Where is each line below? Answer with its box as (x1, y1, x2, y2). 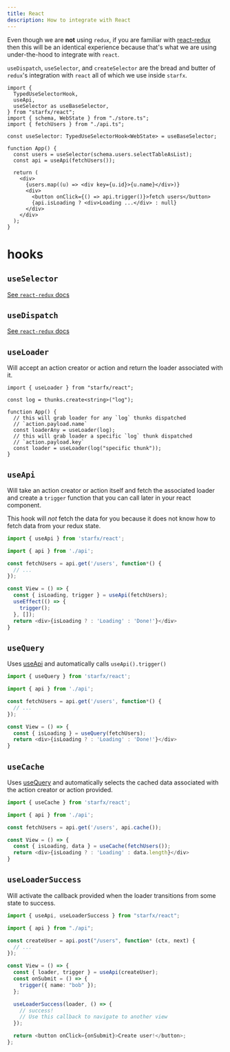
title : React (7, 10, 45, 17)
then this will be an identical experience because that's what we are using (7, 43, 217, 51)
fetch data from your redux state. (7, 521, 101, 529)
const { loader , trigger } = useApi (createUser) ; (13, 969, 158, 976)
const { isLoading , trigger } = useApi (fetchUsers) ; (13, 592, 168, 599)
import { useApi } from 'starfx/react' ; (7, 535, 125, 542)
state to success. (7, 899, 56, 907)
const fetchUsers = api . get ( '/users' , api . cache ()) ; (7, 824, 162, 831)
